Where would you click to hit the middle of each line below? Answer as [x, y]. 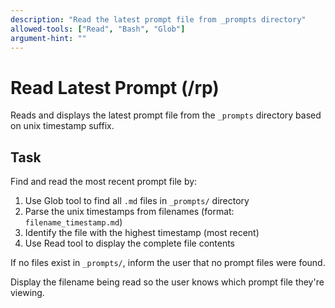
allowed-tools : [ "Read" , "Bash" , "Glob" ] [98, 29]
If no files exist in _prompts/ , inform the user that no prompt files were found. [168, 263]
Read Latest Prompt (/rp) [115, 87]
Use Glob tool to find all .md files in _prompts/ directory [137, 201]
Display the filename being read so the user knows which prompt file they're [167, 282]
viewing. [27, 293]
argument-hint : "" [48, 38]
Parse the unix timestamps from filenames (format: [129, 212]
